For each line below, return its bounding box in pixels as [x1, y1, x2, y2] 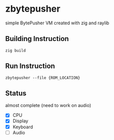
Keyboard [12, 124, 33, 130]
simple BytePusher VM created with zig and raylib [5, 20, 109, 26]
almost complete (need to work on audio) [5, 102, 91, 109]
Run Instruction [5, 62, 55, 71]
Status [5, 89, 27, 97]
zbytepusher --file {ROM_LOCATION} [5, 75, 81, 80]
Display [12, 118, 29, 124]
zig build [5, 48, 26, 53]
